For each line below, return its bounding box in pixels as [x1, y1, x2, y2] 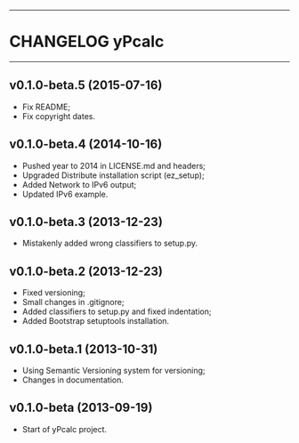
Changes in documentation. [21, 375, 125, 385]
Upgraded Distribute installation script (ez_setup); [21, 170, 205, 181]
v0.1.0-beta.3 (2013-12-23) [9, 214, 163, 230]
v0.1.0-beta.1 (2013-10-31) [9, 342, 158, 357]
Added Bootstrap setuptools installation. [21, 316, 170, 326]
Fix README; [21, 101, 71, 112]
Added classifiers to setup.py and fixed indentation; [21, 306, 212, 317]
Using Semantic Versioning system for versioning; [21, 366, 206, 375]
